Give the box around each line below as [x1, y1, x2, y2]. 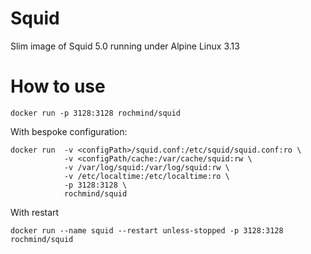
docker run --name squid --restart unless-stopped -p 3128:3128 [10, 225, 284, 236]
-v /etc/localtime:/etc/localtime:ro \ [63, 171, 230, 181]
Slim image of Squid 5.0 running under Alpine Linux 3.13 [10, 40, 240, 52]
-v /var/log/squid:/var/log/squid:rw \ [63, 162, 230, 172]
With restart [10, 206, 60, 218]
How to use [10, 75, 106, 98]
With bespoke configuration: [10, 125, 128, 137]
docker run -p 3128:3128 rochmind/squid [10, 108, 182, 118]
